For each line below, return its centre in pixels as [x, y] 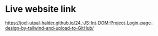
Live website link [41, 9]
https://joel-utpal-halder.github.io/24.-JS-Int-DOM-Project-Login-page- [79, 23]
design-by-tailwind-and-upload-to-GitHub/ [49, 28]
